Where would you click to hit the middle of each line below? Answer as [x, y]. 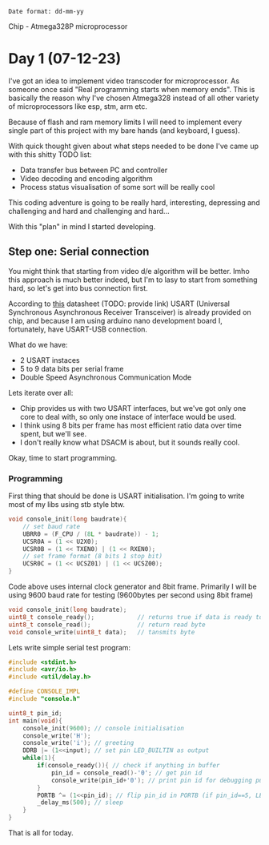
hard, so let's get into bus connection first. [78, 288]
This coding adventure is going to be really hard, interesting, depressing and [134, 202]
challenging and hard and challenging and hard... [89, 211]
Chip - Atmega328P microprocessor [68, 26]
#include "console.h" [44, 699]
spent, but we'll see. [53, 433]
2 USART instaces [50, 360]
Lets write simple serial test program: [69, 647]
